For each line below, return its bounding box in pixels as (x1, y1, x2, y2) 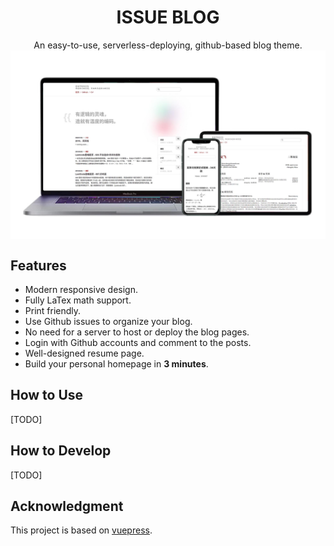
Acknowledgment (10, 497, 124, 515)
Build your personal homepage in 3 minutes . (24, 357, 209, 370)
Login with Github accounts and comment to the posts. (24, 336, 252, 348)
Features (10, 257, 67, 274)
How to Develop (10, 442, 112, 460)
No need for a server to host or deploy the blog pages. (24, 326, 250, 338)
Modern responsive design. (24, 283, 138, 295)
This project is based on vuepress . (10, 524, 153, 536)
